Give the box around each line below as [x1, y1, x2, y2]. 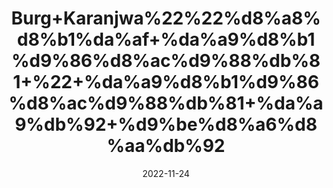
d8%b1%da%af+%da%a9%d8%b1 [16, 28, 316, 51]
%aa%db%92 [106, 135, 226, 157]
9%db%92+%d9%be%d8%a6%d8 [14, 113, 318, 136]
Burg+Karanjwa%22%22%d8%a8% [11, 7, 321, 30]
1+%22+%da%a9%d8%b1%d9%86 [12, 71, 320, 94]
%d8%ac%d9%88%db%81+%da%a [8, 92, 324, 115]
